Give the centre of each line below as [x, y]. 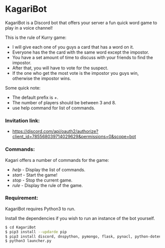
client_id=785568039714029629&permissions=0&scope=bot [74, 137]
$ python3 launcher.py [28, 241]
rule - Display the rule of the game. [47, 185]
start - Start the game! [35, 175]
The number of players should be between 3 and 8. [64, 102]
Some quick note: [23, 88]
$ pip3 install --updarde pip [36, 232]
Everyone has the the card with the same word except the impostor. [81, 52]
